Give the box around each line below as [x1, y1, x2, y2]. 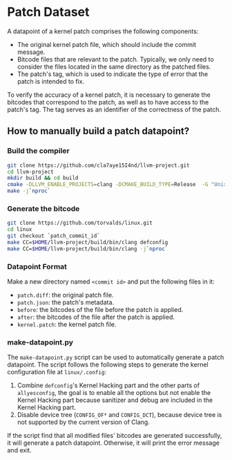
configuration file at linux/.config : [7, 368, 107, 376]
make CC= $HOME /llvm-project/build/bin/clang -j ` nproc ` [7, 245, 168, 252]
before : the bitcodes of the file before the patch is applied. [17, 305, 184, 313]
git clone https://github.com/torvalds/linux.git [7, 219, 153, 227]
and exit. [7, 446, 32, 454]
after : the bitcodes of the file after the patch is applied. [17, 313, 175, 321]
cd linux [7, 226, 32, 233]
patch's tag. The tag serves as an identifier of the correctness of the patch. [7, 105, 222, 113]
